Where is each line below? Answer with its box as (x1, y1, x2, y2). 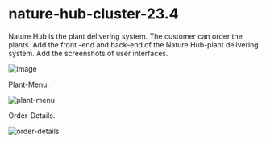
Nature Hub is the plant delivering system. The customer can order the (8, 31, 243, 41)
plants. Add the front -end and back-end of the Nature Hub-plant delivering (8, 39, 260, 49)
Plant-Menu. (8, 80, 50, 89)
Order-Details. (8, 110, 56, 121)
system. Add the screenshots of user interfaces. (8, 48, 168, 58)
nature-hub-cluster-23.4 (8, 5, 179, 23)
